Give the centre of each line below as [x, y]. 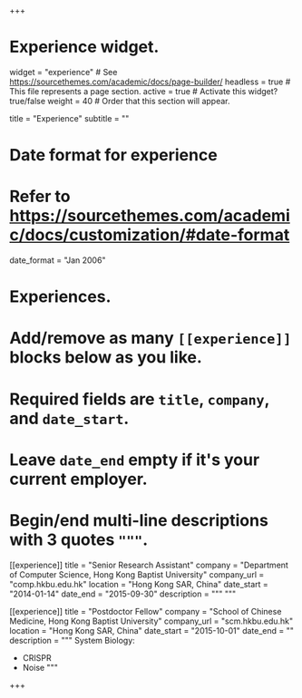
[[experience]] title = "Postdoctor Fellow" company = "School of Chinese [146, 611]
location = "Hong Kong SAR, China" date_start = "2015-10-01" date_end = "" [152, 630]
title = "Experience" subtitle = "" [69, 118]
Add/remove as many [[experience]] [151, 339]
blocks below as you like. [106, 358]
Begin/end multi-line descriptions [139, 520]
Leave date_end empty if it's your [135, 460]
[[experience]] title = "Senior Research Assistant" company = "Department [149, 565]
